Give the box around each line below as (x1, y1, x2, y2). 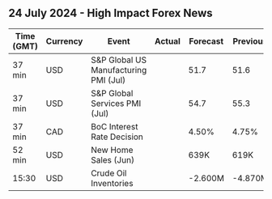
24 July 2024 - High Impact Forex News (8, 6, 213, 20)
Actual (155, 36, 181, 47)
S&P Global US (90, 54, 147, 66)
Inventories (90, 177, 134, 188)
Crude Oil (90, 167, 127, 179)
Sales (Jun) (90, 154, 135, 165)
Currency (45, 36, 83, 47)
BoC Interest (90, 121, 138, 132)
